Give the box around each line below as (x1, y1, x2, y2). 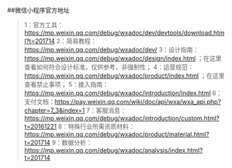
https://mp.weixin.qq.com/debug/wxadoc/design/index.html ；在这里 (24, 54, 222, 62)
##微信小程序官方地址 (7, 6, 70, 14)
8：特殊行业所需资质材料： (57, 122, 135, 131)
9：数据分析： (51, 138, 92, 146)
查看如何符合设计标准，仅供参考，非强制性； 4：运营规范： (24, 63, 194, 71)
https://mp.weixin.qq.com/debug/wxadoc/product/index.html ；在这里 (24, 72, 225, 80)
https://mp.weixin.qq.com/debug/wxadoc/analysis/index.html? (24, 146, 203, 154)
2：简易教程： (56, 37, 97, 45)
